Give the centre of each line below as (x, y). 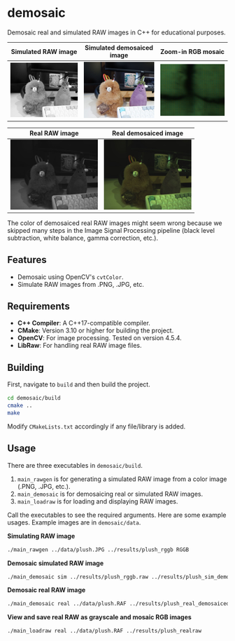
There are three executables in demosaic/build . (75, 465)
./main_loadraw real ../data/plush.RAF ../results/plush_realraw (104, 631)
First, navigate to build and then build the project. (79, 384)
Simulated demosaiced (119, 48)
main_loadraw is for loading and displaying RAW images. (98, 501)
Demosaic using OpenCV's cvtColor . (70, 277)
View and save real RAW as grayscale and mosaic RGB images (100, 617)
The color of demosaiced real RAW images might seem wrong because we (115, 223)
